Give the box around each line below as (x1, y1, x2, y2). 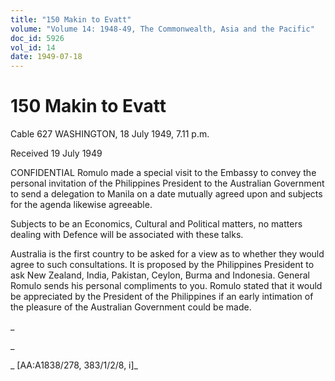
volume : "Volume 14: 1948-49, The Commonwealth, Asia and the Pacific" (10, 24, 315, 34)
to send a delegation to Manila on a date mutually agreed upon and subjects (10, 188, 323, 200)
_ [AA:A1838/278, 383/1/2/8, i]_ (10, 359, 138, 371)
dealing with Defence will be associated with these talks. (10, 229, 244, 241)
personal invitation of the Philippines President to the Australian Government (10, 177, 325, 190)
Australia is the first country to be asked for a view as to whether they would (10, 248, 325, 260)
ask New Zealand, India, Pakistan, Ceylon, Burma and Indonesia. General (10, 269, 310, 281)
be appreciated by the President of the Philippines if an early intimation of (10, 291, 314, 303)
